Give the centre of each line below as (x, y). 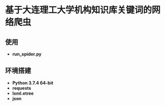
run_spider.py (27, 54)
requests (22, 88)
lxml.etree (23, 93)
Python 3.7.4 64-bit (33, 83)
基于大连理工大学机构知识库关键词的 (79, 10)
